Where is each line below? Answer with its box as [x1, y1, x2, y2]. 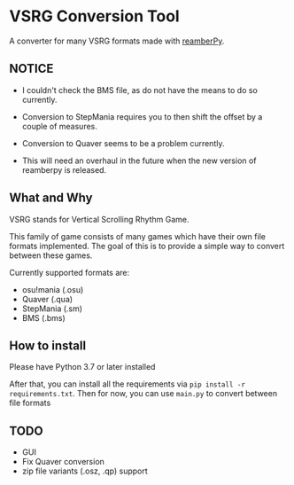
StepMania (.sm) [21, 303, 82, 314]
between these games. [9, 250, 93, 261]
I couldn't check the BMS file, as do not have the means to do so [21, 84, 259, 95]
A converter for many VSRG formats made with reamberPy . [9, 35, 225, 46]
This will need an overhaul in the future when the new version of [21, 155, 257, 166]
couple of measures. [21, 121, 97, 131]
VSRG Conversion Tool [9, 6, 180, 27]
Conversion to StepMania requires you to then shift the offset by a [21, 111, 263, 121]
